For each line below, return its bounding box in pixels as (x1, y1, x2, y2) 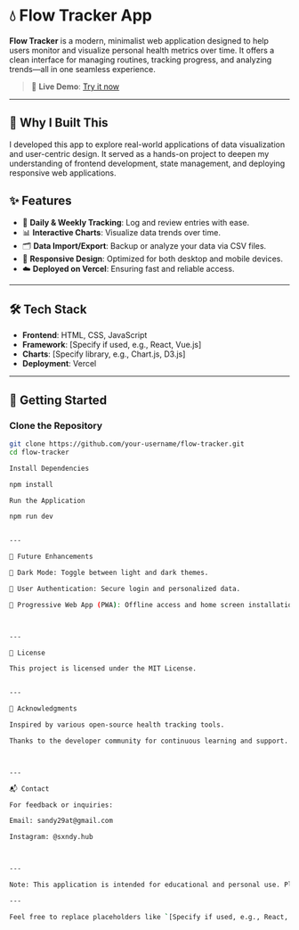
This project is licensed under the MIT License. (9, 664, 198, 673)
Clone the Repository (9, 419, 103, 432)
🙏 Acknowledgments (9, 704, 77, 713)
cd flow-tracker (9, 448, 69, 457)
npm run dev (9, 512, 53, 522)
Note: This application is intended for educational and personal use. (9, 880, 280, 890)
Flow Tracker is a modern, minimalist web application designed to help (9, 35, 270, 45)
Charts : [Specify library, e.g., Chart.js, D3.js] (21, 349, 186, 359)
